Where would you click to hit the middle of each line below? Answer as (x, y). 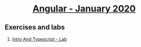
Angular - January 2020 (84, 9)
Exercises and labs (35, 27)
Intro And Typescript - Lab (39, 39)
